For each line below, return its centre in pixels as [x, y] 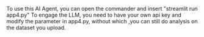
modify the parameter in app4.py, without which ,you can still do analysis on [102, 21]
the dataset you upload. [36, 27]
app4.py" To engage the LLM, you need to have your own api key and [94, 15]
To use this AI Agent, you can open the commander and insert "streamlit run [102, 9]
